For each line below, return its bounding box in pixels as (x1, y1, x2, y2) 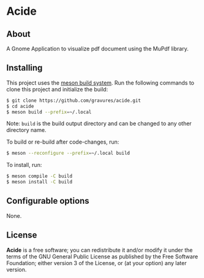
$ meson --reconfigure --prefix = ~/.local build (6, 150, 130, 156)
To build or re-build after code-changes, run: (6, 138, 119, 145)
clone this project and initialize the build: (6, 85, 108, 93)
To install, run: (6, 161, 42, 169)
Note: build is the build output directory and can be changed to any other (6, 120, 192, 127)
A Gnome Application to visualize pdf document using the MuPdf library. (6, 45, 189, 52)
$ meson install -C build (6, 179, 72, 185)
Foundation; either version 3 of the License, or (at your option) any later (6, 259, 187, 266)
